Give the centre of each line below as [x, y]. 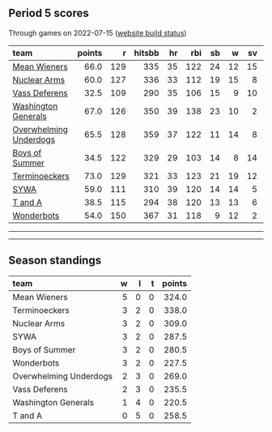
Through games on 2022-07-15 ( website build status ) [98, 32]
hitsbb [147, 53]
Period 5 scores [49, 13]
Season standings [55, 261]
